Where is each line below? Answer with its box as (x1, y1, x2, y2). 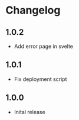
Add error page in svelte (14, 43, 74, 50)
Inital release (14, 108, 45, 115)
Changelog (5, 4, 61, 17)
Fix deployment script (14, 75, 67, 83)
